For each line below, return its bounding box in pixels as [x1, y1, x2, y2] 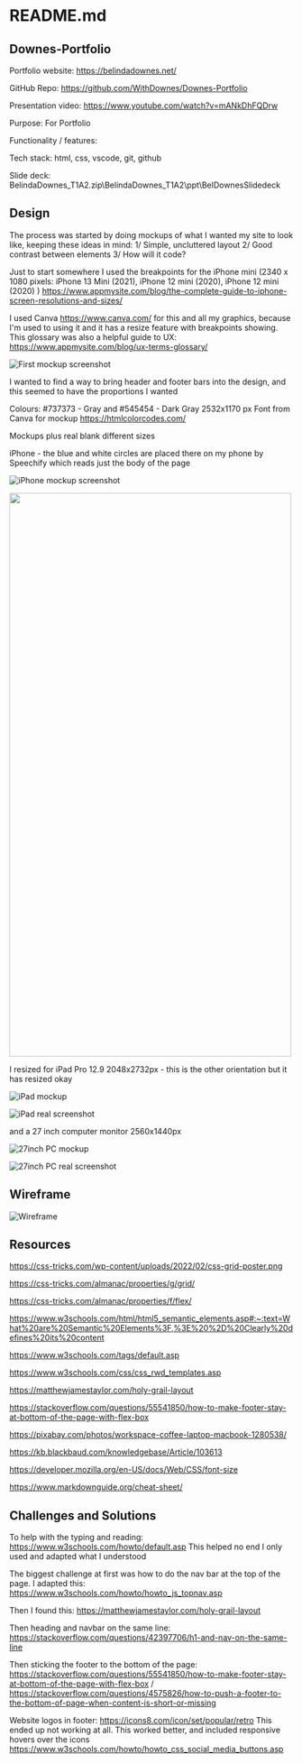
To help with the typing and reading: [9, 1532, 144, 1543]
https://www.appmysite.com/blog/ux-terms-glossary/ [9, 341, 208, 352]
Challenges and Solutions [9, 1508, 157, 1523]
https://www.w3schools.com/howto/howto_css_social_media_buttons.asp [9, 1744, 284, 1755]
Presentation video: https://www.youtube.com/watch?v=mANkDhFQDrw [9, 100, 279, 111]
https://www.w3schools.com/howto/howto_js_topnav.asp [9, 1588, 223, 1599]
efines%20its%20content [9, 1332, 105, 1344]
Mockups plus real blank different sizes [9, 430, 156, 441]
